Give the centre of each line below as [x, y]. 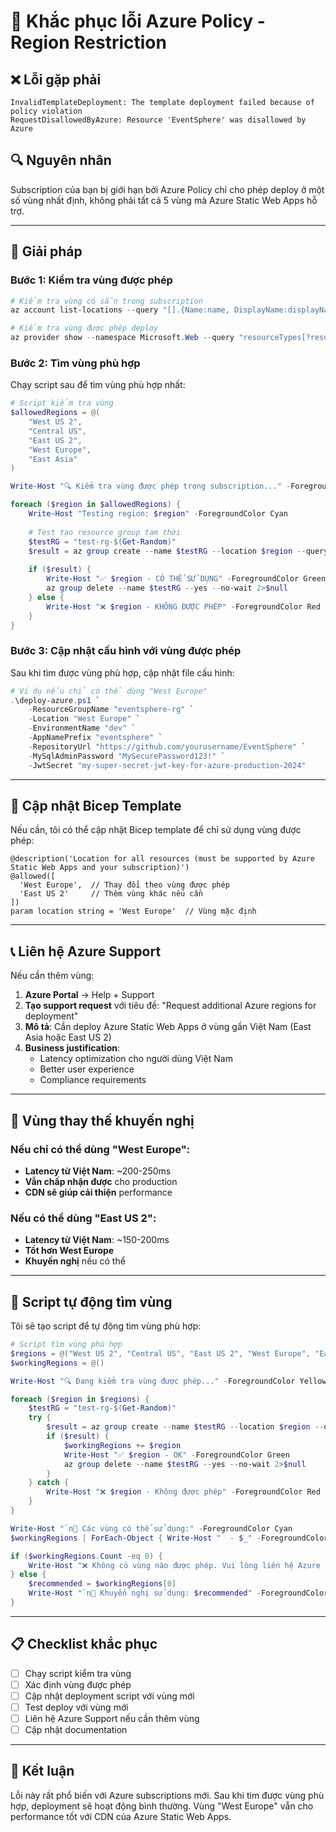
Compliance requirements [93, 1080]
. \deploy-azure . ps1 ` [55, 700]
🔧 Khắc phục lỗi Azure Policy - [138, 21]
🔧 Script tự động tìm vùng [91, 1301]
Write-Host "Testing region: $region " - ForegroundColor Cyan [158, 514]
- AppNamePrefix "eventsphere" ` [95, 738]
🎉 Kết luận [42, 1771]
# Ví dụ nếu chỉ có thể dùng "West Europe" [109, 691]
